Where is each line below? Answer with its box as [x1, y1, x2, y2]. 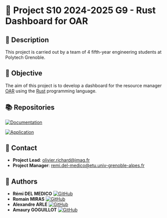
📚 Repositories [5, 103, 55, 112]
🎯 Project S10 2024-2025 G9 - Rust [5, 5, 156, 16]
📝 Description [5, 35, 49, 44]
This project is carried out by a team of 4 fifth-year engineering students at [5, 49, 162, 55]
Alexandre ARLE [12, 201, 48, 207]
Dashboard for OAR [5, 15, 89, 27]
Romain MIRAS [12, 196, 45, 202]
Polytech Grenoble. [5, 54, 46, 60]
